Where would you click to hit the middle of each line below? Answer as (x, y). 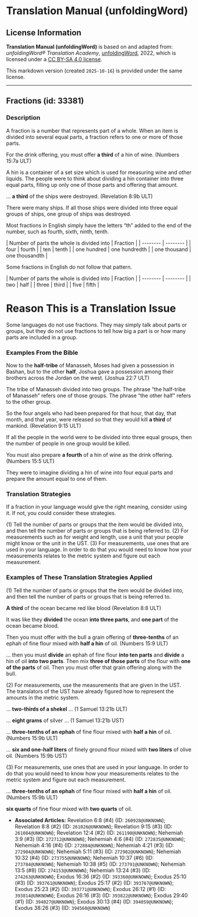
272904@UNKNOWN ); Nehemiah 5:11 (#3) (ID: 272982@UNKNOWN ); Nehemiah (98, 851)
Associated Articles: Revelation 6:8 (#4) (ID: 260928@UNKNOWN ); (90, 820)
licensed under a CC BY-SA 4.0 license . (54, 59)
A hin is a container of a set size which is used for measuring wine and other (99, 172)
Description (23, 118)
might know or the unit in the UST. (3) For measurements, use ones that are (98, 543)
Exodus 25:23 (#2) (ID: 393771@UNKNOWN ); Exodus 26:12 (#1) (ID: (90, 889)
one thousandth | (27, 255)
